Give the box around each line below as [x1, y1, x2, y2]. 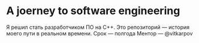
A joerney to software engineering [6, 4, 180, 18]
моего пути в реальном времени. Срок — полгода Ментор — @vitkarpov [6, 29, 193, 37]
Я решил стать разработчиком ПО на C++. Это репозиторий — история [6, 24, 190, 31]
